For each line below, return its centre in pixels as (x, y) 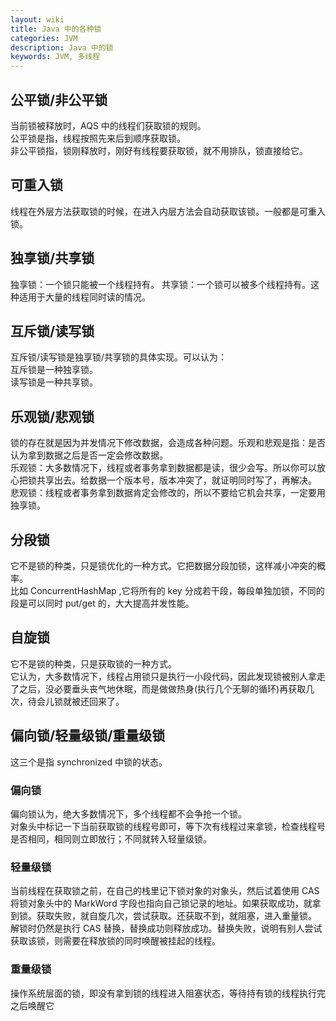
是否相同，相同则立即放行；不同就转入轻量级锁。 (111, 838)
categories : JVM (44, 38)
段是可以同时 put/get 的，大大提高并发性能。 (102, 603)
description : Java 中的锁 (62, 47)
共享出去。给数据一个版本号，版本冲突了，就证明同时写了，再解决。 (176, 480)
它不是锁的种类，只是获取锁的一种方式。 (93, 663)
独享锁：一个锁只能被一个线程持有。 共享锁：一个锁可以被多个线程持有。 (160, 284)
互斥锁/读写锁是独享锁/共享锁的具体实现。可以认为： (119, 357)
